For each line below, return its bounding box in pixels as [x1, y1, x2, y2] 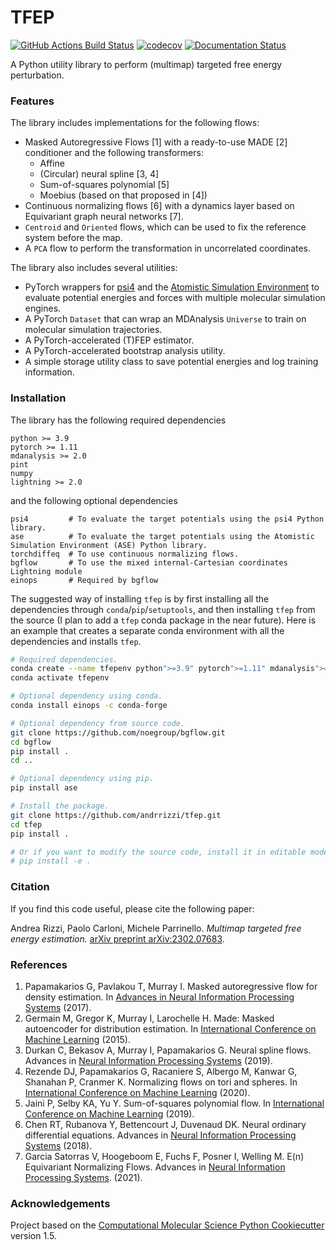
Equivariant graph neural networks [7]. [24, 211, 184, 223]
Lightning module [10, 566, 83, 576]
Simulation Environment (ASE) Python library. [10, 540, 208, 550]
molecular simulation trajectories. [24, 324, 163, 336]
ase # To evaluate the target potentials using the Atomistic [10, 531, 315, 541]
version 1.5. [10, 1230, 57, 1242]
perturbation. [10, 69, 65, 81]
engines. [24, 302, 62, 315]
